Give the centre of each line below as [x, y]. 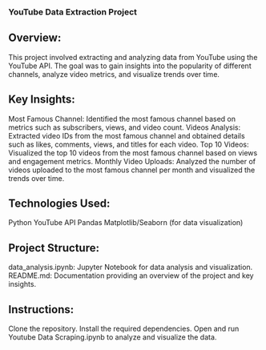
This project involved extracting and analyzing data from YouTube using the [133, 57]
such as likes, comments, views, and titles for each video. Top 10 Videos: [129, 144]
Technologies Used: [59, 203]
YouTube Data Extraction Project [73, 12]
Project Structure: [54, 248]
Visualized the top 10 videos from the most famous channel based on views [133, 153]
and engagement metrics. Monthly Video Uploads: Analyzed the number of [132, 161]
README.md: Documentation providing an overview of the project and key [131, 276]
